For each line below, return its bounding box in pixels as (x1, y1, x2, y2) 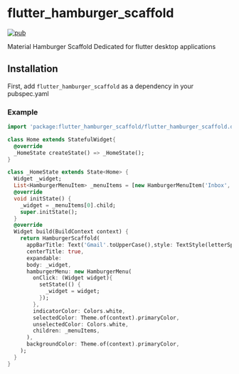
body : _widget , (26, 261, 72, 268)
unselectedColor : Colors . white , (33, 321, 129, 328)
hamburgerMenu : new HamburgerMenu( (26, 268, 132, 275)
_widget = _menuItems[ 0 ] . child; (20, 201, 116, 209)
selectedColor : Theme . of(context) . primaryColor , (33, 314, 180, 321)
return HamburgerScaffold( (20, 235, 100, 242)
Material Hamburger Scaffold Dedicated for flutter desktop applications (7, 42, 216, 50)
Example (7, 107, 38, 117)
